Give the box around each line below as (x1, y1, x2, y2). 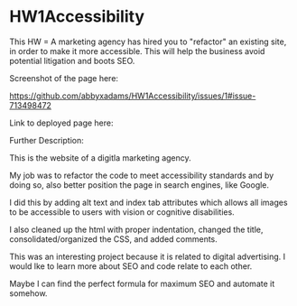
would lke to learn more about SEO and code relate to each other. (9, 260, 253, 272)
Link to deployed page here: (9, 117, 114, 128)
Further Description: (9, 134, 84, 145)
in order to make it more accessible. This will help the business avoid (9, 45, 265, 56)
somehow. (9, 287, 48, 299)
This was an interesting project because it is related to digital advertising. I (9, 251, 286, 262)
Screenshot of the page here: (9, 72, 119, 83)
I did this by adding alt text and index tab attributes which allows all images (9, 197, 288, 208)
